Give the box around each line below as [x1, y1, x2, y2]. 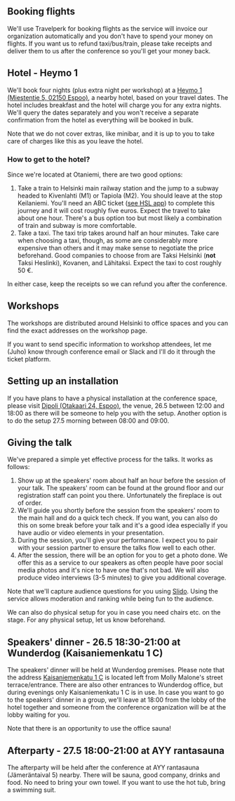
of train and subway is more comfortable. [17, 221, 137, 229]
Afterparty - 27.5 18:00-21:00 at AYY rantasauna [7, 745, 224, 757]
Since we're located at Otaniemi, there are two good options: [7, 170, 183, 179]
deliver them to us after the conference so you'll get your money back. [7, 46, 211, 55]
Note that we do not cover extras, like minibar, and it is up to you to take [7, 129, 215, 138]
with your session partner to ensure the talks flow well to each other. [17, 544, 216, 552]
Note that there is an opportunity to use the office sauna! [7, 724, 172, 733]
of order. [17, 499, 43, 507]
